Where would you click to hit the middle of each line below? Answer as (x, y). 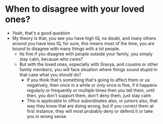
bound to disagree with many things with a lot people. (66, 49)
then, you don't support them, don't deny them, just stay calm (89, 95)
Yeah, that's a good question (41, 33)
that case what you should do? (50, 74)
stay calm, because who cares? (51, 59)
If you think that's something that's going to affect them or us (88, 80)
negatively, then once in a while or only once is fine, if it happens (92, 85)
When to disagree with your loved (75, 9)
